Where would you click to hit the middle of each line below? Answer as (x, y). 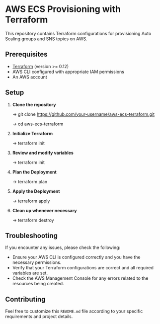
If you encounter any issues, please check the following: (63, 247)
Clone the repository (34, 104)
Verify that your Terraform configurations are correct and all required (83, 268)
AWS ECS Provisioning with (63, 9)
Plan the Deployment (35, 172)
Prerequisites (26, 54)
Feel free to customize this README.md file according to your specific (74, 311)
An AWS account (30, 77)
